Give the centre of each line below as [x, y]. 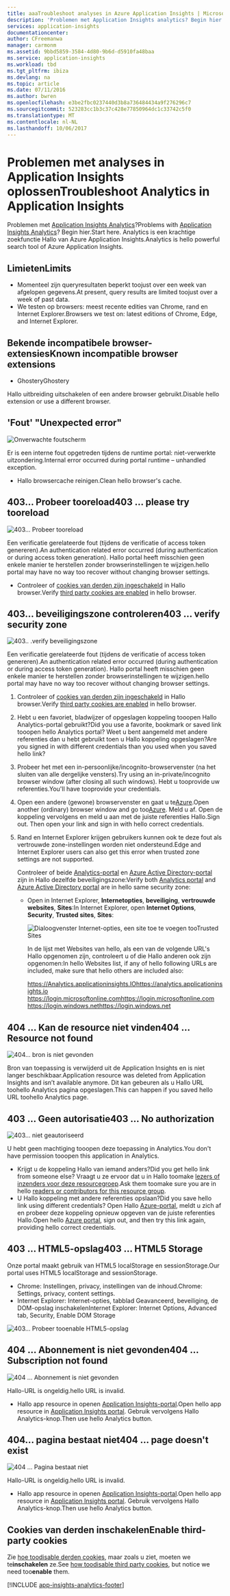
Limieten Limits [39, 268]
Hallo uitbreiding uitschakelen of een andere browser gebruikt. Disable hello [113, 394]
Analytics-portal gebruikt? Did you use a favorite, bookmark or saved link [119, 725]
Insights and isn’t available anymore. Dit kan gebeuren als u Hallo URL [105, 1083]
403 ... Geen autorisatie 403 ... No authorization [111, 1119]
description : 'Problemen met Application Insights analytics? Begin [107, 20]
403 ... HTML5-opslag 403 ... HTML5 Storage [105, 1249]
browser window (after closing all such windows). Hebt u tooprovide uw [118, 782]
